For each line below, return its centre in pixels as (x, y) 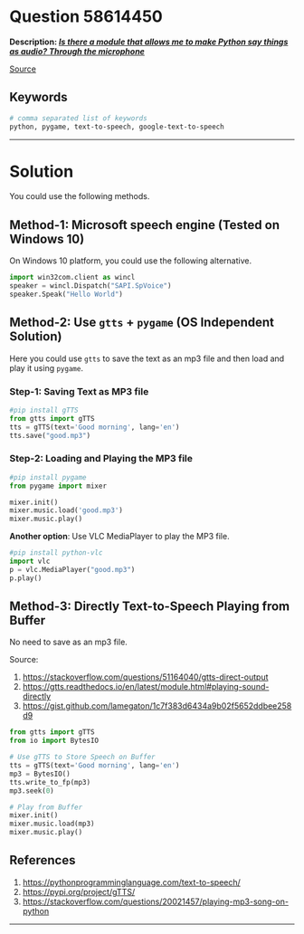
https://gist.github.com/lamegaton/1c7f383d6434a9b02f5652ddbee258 (157, 706)
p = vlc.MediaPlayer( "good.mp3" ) (72, 569)
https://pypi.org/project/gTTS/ (79, 891)
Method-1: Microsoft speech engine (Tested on (145, 225)
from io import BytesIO (54, 741)
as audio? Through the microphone (77, 51)
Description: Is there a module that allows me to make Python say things (149, 42)
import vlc (30, 562)
